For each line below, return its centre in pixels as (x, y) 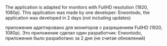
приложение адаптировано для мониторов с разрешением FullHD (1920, (84, 27)
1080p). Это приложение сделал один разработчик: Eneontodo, (74, 33)
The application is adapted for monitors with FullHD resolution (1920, (77, 7)
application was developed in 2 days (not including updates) (68, 18)
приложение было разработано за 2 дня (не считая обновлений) (75, 38)
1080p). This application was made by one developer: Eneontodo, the (78, 12)
